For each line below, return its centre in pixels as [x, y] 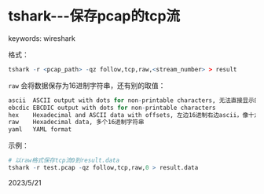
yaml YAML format [40, 130]
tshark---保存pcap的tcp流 [94, 16]
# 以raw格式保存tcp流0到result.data [64, 161]
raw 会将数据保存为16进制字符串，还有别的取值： [87, 85]
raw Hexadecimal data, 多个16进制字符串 [76, 123]
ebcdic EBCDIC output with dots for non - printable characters [112, 108]
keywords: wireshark [42, 38]
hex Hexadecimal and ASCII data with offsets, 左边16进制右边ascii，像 [128, 115]
